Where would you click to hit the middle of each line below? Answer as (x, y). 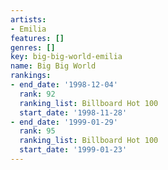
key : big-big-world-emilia (66, 57)
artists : (28, 19)
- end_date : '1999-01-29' (64, 122)
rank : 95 (37, 131)
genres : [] (33, 47)
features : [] (37, 38)
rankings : (31, 76)
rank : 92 (37, 94)
